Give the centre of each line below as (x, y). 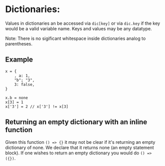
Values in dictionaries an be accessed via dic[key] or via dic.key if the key (83, 23)
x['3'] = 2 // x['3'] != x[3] (37, 106)
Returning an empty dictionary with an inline (76, 122)
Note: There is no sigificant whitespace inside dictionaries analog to (75, 38)
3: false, (25, 84)
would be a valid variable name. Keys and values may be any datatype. (79, 28)
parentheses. (19, 43)
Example (19, 60)
